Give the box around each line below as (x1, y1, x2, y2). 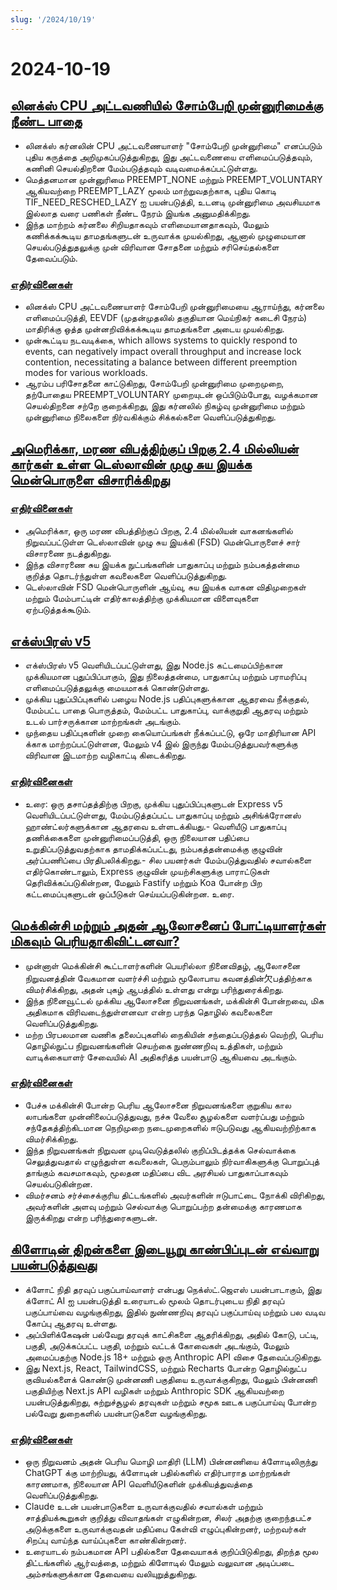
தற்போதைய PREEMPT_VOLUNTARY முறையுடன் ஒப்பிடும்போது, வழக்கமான (24, 388, 318, 400)
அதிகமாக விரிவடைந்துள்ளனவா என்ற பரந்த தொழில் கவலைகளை (24, 1006, 273, 1018)
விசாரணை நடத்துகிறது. (24, 547, 112, 559)
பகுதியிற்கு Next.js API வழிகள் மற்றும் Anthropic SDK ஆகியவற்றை (24, 1384, 285, 1396)
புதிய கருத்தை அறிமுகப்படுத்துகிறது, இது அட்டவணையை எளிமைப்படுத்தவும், (24, 151, 313, 163)
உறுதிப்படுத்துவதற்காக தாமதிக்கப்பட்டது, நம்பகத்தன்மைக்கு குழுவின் (24, 842, 283, 855)
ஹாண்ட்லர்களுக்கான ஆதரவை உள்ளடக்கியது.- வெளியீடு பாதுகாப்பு (24, 820, 287, 832)
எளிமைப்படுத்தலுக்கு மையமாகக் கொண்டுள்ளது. (24, 682, 210, 694)
